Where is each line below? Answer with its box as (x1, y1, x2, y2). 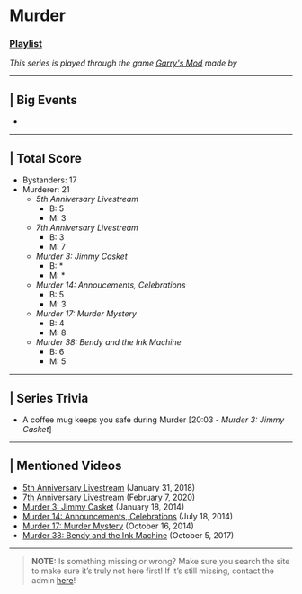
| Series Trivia (9, 390, 89, 405)
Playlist (9, 38, 43, 50)
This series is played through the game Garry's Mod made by (9, 58, 238, 68)
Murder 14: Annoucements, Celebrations (35, 279, 186, 290)
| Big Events (9, 92, 78, 108)
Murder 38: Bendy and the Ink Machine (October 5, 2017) (22, 529, 235, 540)
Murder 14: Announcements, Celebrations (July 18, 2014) (22, 510, 234, 521)
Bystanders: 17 (22, 174, 77, 185)
